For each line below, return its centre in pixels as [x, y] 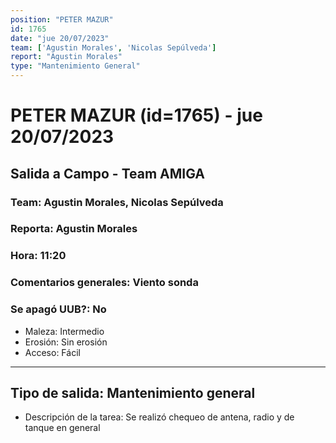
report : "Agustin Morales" [66, 57]
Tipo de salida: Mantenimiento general [133, 392]
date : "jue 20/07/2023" [60, 38]
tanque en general [62, 428]
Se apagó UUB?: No [58, 309]
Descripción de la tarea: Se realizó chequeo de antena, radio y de [159, 417]
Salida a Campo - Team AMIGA [108, 173]
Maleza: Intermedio [64, 331]
